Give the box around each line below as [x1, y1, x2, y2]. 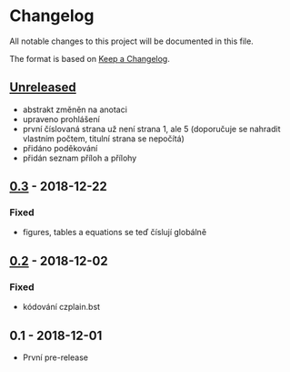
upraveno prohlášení [22, 113, 100, 124]
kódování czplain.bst [22, 302, 101, 313]
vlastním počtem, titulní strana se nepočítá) [22, 133, 185, 144]
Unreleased [9, 79, 77, 96]
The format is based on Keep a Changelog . [9, 53, 170, 64]
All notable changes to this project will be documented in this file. [9, 36, 255, 46]
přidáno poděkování [22, 142, 98, 153]
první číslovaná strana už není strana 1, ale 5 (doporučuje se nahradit [22, 123, 281, 134]
